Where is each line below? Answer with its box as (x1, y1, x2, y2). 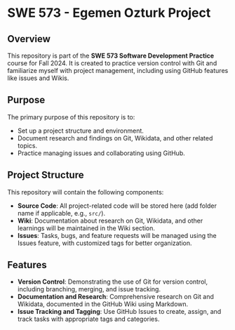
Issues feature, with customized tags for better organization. (17, 239, 192, 247)
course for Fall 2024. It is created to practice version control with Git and (7, 59, 217, 67)
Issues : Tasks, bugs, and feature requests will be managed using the (17, 231, 217, 239)
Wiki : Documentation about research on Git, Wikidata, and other (17, 216, 203, 225)
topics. (17, 141, 38, 150)
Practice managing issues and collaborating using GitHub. (17, 149, 186, 157)
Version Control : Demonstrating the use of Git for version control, (17, 277, 208, 286)
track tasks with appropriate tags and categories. (17, 315, 160, 324)
